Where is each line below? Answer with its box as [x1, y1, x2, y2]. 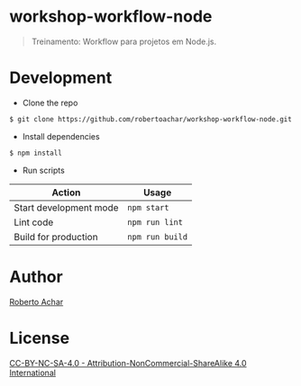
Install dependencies [22, 130, 101, 141]
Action [51, 186, 81, 199]
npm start [127, 202, 169, 212]
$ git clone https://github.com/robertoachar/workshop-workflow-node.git [9, 114, 293, 123]
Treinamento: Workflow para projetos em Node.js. [31, 36, 217, 47]
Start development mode [14, 201, 119, 213]
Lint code [14, 216, 54, 229]
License [9, 328, 70, 348]
